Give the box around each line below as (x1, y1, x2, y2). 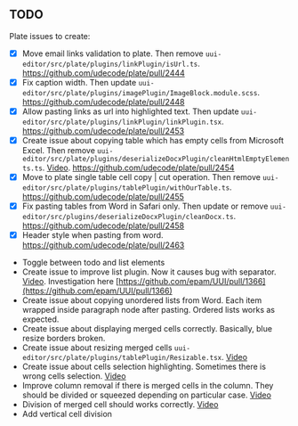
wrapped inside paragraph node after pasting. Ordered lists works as (21, 305, 276, 315)
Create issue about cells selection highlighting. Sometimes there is (21, 361, 267, 373)
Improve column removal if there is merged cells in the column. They (21, 381, 274, 391)
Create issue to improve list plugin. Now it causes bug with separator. (21, 266, 277, 277)
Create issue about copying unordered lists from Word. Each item (21, 295, 262, 306)
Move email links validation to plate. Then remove (21, 48, 204, 59)
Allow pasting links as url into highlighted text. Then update (21, 106, 239, 117)
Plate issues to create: (9, 30, 91, 41)
